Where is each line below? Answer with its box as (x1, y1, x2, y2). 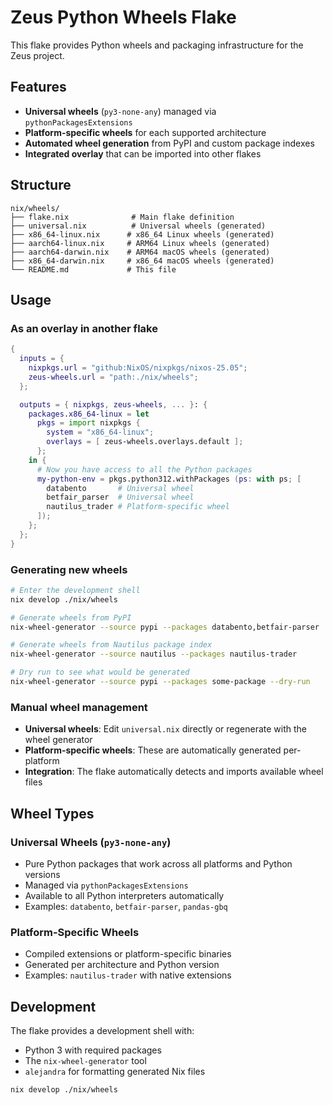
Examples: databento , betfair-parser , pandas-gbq (24, 900, 228, 912)
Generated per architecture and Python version (24, 959, 220, 971)
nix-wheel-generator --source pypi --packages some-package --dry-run (10, 677, 311, 687)
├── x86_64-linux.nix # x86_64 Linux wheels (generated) (10, 229, 275, 240)
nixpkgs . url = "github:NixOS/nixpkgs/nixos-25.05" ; (28, 363, 248, 373)
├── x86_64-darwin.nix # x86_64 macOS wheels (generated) (10, 256, 275, 266)
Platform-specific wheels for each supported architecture (24, 126, 267, 138)
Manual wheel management (10, 700, 148, 714)
